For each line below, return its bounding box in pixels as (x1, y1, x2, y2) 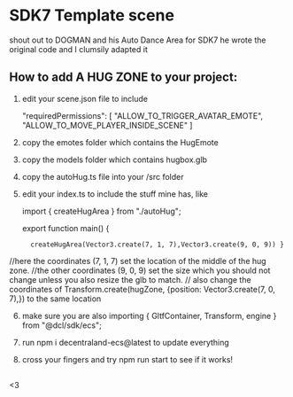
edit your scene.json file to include (21, 93, 149, 104)
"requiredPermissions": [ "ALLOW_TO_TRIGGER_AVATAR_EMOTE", (21, 110, 264, 121)
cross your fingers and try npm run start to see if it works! (21, 354, 233, 364)
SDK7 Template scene (9, 5, 175, 26)
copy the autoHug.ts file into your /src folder (21, 171, 184, 182)
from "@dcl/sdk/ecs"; (21, 320, 102, 331)
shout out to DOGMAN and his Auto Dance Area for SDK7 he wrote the (9, 35, 266, 45)
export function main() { (21, 222, 110, 233)
